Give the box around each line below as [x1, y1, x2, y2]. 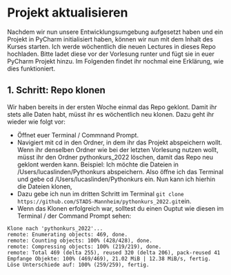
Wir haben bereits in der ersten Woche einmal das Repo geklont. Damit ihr [7, 102, 217, 111]
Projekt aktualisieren [7, 5, 128, 21]
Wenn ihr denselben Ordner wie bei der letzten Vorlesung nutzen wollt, [17, 145, 219, 153]
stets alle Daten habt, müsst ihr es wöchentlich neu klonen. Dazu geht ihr [7, 110, 214, 118]
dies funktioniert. [7, 64, 56, 73]
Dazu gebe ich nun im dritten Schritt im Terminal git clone [17, 189, 184, 198]
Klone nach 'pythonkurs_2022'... [7, 225, 103, 232]
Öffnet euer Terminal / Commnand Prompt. [17, 131, 139, 139]
